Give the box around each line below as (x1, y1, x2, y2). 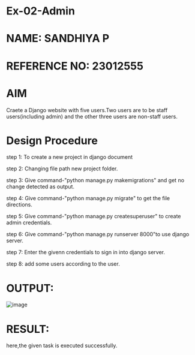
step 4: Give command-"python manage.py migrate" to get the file (6, 195, 170, 202)
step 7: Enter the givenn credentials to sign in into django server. (6, 249, 165, 256)
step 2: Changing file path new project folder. (6, 165, 118, 172)
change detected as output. (6, 183, 75, 190)
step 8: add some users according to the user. (6, 260, 120, 267)
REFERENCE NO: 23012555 (6, 59, 144, 73)
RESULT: (6, 322, 50, 336)
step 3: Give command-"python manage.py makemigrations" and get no (6, 177, 185, 184)
